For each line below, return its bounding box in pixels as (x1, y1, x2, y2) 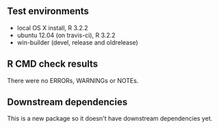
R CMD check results (7, 58, 99, 70)
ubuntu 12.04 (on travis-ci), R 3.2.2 (16, 31, 116, 39)
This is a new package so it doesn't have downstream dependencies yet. (7, 115, 213, 123)
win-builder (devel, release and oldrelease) (16, 38, 138, 47)
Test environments (7, 5, 89, 17)
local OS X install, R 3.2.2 (16, 23, 88, 32)
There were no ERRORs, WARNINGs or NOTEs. (7, 76, 139, 84)
